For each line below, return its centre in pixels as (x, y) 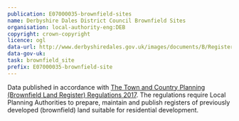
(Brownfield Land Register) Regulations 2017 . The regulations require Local (117, 95)
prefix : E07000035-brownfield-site (60, 67)
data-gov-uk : (27, 54)
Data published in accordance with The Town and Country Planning (106, 87)
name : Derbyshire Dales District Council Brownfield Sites (97, 21)
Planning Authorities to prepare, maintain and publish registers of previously (119, 102)
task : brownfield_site (41, 60)
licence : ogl (27, 41)
